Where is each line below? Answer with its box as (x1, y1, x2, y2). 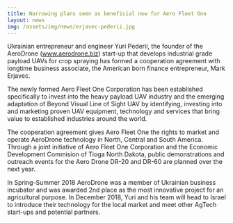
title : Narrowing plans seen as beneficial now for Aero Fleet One (7, 10, 207, 17)
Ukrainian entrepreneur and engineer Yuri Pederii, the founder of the (7, 42, 204, 51)
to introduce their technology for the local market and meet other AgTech (7, 201, 217, 209)
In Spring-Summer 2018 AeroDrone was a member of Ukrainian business (7, 179, 216, 187)
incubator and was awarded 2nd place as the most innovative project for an (7, 185, 224, 195)
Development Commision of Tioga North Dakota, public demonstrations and (7, 150, 225, 158)
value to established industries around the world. (7, 115, 147, 123)
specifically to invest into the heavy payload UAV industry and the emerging (7, 92, 225, 101)
